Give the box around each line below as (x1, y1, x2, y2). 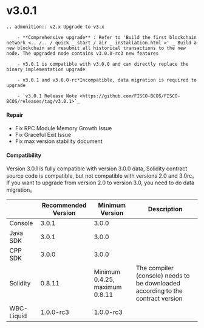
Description (148, 205, 183, 214)
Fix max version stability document (15, 138, 103, 145)
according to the (135, 287, 183, 295)
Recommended (41, 201, 87, 210)
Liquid (9, 312, 27, 320)
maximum (93, 283, 122, 291)
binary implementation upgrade (6, 66, 86, 72)
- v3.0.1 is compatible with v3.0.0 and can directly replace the (17, 61, 189, 67)
